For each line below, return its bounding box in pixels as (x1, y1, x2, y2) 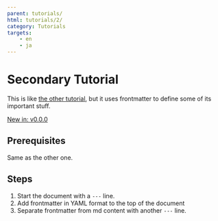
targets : (7, 29, 32, 36)
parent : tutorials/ (7, 10, 63, 17)
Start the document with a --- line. (16, 191, 115, 200)
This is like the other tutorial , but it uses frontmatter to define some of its (7, 94, 212, 103)
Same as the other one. (7, 153, 73, 162)
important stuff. (7, 101, 51, 110)
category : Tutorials (7, 23, 66, 30)
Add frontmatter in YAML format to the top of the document (16, 199, 185, 207)
